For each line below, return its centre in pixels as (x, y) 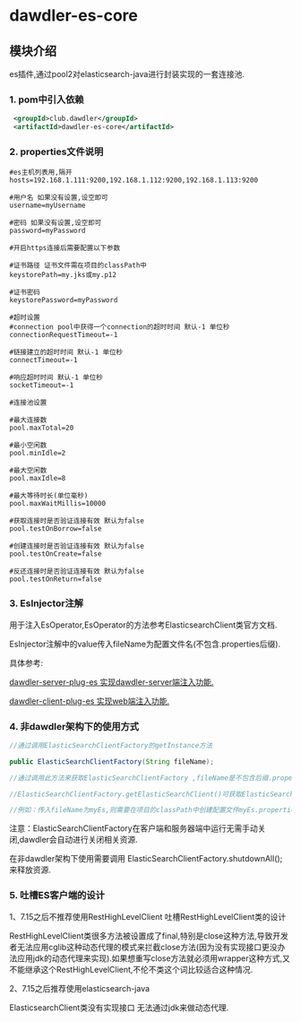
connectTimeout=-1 (43, 360)
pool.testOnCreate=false (56, 554)
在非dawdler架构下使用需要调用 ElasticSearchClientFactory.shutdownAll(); (146, 859)
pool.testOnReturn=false (56, 579)
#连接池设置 (28, 403)
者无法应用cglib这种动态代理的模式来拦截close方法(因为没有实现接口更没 (143, 947)
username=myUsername (48, 206)
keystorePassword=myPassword (64, 300)
